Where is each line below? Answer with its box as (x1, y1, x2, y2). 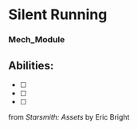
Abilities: (8, 58, 54, 73)
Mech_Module (8, 34, 65, 45)
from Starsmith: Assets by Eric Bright (8, 112, 130, 121)
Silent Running (8, 6, 108, 24)
